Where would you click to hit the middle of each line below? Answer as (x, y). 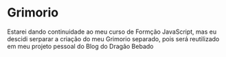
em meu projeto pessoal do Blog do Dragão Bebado (80, 46)
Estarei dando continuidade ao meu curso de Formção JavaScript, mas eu (112, 32)
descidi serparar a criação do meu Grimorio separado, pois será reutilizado (113, 38)
